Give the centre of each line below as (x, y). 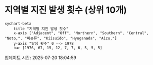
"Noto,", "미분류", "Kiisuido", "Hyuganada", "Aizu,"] (61, 38)
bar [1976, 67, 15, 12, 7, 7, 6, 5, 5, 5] (58, 48)
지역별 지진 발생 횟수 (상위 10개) (66, 10)
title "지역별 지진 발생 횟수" (41, 29)
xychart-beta (18, 23)
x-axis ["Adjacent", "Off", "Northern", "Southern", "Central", (81, 33)
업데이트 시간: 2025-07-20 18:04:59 (40, 58)
